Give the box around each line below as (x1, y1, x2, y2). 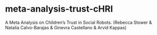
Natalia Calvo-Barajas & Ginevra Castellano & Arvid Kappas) (5, 24, 127, 30)
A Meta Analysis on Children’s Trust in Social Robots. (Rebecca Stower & (5, 19, 152, 25)
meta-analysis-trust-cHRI (5, 3, 113, 15)
